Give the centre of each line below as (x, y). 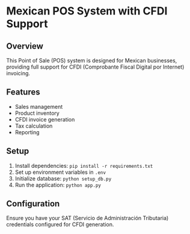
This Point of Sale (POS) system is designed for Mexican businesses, (92, 60)
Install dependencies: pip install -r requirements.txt (84, 165)
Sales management (39, 106)
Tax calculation (34, 126)
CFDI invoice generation (45, 119)
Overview (25, 46)
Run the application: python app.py (58, 185)
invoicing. (18, 73)
